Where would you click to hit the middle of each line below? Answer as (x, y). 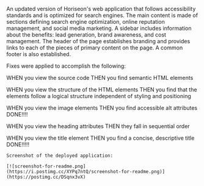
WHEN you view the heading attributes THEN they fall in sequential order (98, 126)
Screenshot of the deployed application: (60, 156)
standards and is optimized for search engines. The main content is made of (102, 15)
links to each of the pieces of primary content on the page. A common (95, 48)
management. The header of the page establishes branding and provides (98, 41)
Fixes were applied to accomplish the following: (66, 66)
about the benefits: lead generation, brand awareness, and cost (86, 35)
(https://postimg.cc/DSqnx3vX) (46, 177)
